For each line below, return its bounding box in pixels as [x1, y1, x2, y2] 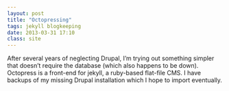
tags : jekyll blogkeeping [7, 23, 81, 29]
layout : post [7, 10, 45, 17]
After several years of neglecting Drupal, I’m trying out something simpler [7, 54, 215, 62]
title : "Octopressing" [7, 16, 72, 23]
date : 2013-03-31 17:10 [7, 29, 75, 36]
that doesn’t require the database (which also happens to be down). [7, 62, 199, 70]
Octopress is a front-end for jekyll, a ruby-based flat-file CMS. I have [7, 69, 201, 77]
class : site [7, 36, 41, 42]
